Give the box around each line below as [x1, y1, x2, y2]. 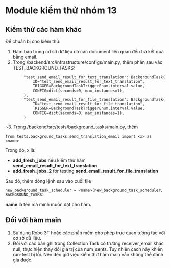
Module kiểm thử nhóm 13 [5, 5, 117, 16]
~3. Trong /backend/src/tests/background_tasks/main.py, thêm [5, 124, 138, 130]
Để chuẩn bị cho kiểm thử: [5, 38, 61, 44]
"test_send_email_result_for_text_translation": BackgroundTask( [23, 75, 166, 80]
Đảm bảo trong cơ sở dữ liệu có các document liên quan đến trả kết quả [12, 49, 164, 54]
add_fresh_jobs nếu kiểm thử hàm [12, 157, 86, 163]
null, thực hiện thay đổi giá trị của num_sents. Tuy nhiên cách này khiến [12, 245, 163, 252]
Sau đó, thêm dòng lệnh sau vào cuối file [5, 178, 91, 184]
